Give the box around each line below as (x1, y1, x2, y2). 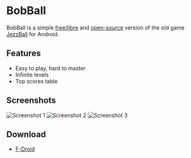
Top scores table (15, 77, 58, 85)
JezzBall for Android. (6, 30, 59, 37)
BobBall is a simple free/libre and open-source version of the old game (6, 24, 185, 31)
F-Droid (15, 145, 35, 153)
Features (6, 48, 41, 59)
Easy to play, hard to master (15, 64, 86, 72)
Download (6, 129, 46, 140)
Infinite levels (15, 71, 49, 78)
